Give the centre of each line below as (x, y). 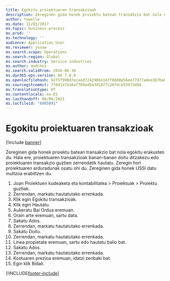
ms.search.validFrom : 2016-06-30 (41, 71)
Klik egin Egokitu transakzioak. (45, 199)
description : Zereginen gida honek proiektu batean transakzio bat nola (84, 15)
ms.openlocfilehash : (27, 80)
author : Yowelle (23, 19)
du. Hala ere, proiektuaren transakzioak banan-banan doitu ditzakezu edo (82, 158)
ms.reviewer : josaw (26, 47)
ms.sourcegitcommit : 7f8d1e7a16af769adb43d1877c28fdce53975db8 (74, 85)
